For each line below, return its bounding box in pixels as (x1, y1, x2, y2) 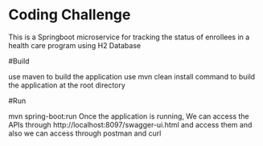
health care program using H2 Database (8, 40, 142, 50)
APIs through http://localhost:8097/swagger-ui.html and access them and (8, 120, 253, 129)
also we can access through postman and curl (8, 128, 162, 138)
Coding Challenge (8, 6, 131, 24)
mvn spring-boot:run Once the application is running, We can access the (8, 111, 249, 121)
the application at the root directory (8, 80, 126, 90)
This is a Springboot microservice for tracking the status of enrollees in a (8, 32, 250, 42)
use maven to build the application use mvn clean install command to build (8, 71, 256, 81)
